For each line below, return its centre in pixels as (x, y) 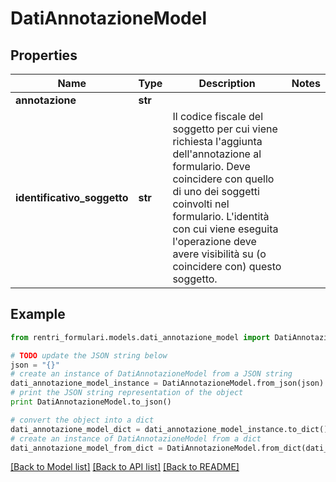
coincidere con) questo (227, 266)
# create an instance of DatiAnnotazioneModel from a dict (136, 438)
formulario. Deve (211, 166)
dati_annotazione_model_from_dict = (86, 448)
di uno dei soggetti (216, 191)
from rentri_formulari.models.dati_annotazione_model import (140, 337)
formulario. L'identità (221, 216)
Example (38, 314)
